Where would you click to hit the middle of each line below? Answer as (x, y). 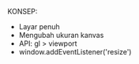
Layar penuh (39, 26)
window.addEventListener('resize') (75, 52)
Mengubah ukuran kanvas (61, 35)
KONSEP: (23, 11)
